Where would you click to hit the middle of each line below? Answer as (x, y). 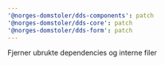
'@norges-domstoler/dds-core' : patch (70, 23)
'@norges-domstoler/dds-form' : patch (70, 30)
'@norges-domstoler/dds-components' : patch (81, 15)
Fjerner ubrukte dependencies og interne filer (82, 53)
